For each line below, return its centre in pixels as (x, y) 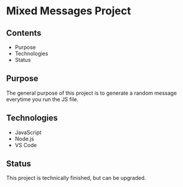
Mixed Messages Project (69, 11)
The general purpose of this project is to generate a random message (91, 93)
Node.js (24, 139)
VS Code (26, 145)
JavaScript (28, 132)
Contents (24, 33)
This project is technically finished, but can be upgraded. (76, 178)
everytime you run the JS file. (42, 99)
